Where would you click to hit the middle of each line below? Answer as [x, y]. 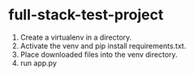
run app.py [38, 63]
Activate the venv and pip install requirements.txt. [103, 45]
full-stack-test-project [86, 15]
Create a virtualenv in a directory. [76, 37]
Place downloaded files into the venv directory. [99, 54]
